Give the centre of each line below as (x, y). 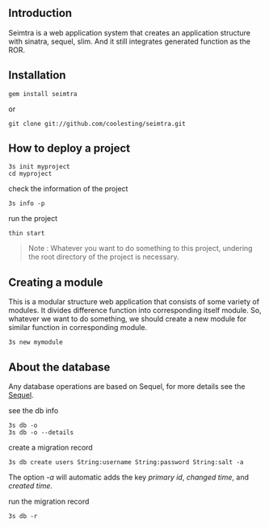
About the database (59, 367)
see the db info (34, 411)
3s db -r (23, 517)
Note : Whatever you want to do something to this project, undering (140, 249)
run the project (33, 219)
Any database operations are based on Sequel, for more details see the (127, 387)
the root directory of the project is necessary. (103, 257)
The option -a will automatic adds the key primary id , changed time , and (128, 477)
